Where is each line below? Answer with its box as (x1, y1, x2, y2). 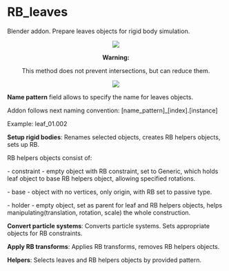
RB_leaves (7, 4, 68, 20)
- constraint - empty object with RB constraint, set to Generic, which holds (7, 167, 219, 175)
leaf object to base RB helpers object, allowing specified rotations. (7, 174, 196, 183)
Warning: (102, 53, 130, 61)
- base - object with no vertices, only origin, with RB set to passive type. (7, 188, 212, 196)
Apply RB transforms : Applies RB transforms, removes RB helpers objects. (7, 242, 220, 250)
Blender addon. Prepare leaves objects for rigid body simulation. (7, 27, 190, 35)
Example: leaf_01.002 (7, 119, 68, 128)
